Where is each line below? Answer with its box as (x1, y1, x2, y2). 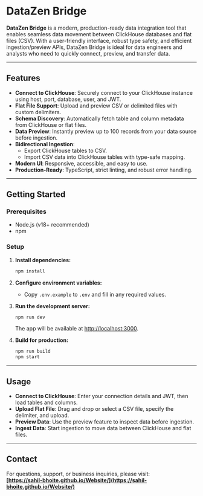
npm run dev (14, 314, 45, 320)
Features (6, 73, 40, 83)
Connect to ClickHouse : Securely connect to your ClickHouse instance (14, 89, 193, 96)
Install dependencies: (14, 256, 71, 263)
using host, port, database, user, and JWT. (14, 95, 121, 103)
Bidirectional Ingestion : (14, 140, 75, 147)
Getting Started (6, 189, 66, 200)
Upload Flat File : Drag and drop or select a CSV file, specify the (14, 405, 174, 413)
